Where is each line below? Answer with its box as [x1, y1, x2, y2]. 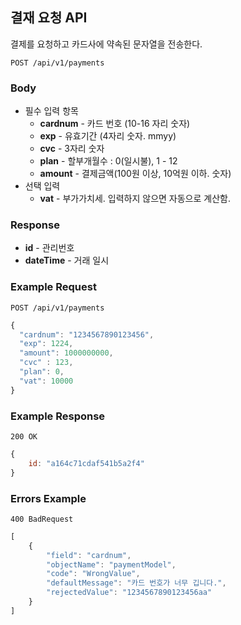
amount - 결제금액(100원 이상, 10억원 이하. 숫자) [39, 168, 232, 180]
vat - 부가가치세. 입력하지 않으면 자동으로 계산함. [39, 193, 231, 205]
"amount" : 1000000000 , [19, 348, 114, 358]
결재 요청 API [10, 9, 88, 27]
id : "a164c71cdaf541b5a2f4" [28, 458, 145, 468]
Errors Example [10, 491, 87, 505]
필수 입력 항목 [24, 105, 79, 117]
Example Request [10, 280, 97, 294]
